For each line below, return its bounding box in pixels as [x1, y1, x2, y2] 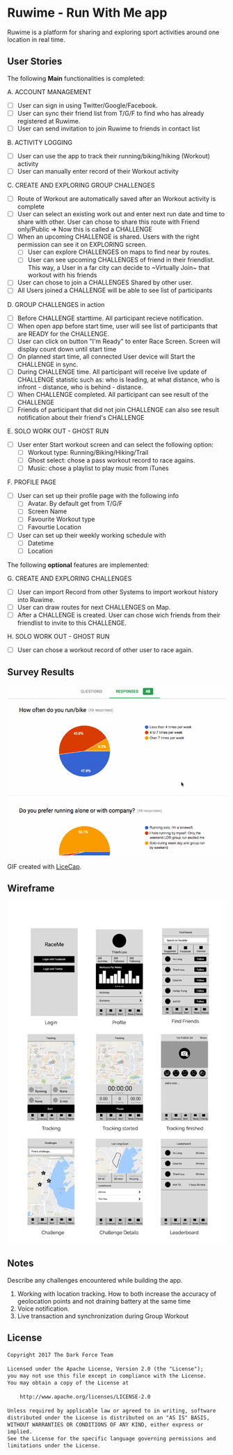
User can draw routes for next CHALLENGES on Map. [17, 603, 171, 611]
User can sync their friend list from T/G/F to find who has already [17, 109, 204, 117]
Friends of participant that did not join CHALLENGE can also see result [17, 405, 220, 414]
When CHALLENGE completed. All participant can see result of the [17, 390, 209, 398]
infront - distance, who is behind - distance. [17, 382, 144, 391]
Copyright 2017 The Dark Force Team [7, 1351, 113, 1358]
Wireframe [7, 882, 55, 894]
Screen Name [27, 507, 67, 515]
